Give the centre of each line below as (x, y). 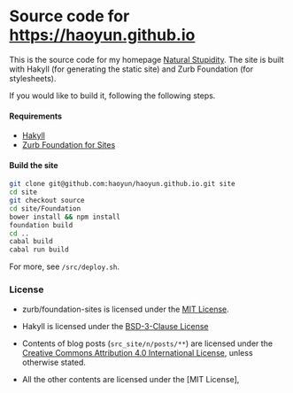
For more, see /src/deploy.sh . (65, 266)
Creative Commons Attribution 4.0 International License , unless (138, 352)
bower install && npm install (65, 217)
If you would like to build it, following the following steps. (112, 96)
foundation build (41, 225)
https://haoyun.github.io (102, 35)
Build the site (34, 165)
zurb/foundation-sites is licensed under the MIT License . (126, 309)
